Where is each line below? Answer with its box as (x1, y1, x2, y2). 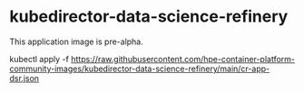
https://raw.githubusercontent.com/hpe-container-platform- (71, 53, 295, 64)
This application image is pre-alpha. (9, 36, 143, 47)
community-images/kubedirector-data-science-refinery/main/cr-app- (9, 63, 270, 74)
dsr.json (9, 72, 39, 83)
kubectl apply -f (9, 53, 70, 64)
